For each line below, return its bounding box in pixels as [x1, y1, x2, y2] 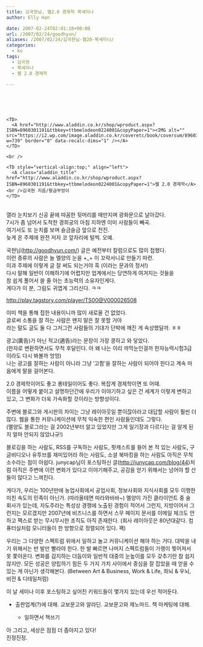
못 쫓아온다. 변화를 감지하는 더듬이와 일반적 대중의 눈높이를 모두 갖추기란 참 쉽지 [6, 553, 195, 560]
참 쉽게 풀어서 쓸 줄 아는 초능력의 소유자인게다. [6, 277, 116, 284]
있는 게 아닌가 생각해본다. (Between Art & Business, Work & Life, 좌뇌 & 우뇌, [6, 568, 192, 575]
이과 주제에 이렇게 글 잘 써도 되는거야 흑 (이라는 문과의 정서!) [6, 262, 149, 269]
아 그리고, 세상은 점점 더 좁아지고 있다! [6, 626, 97, 634]
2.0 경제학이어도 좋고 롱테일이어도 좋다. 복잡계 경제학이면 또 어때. [6, 380, 161, 388]
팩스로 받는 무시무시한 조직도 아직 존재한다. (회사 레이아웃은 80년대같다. [17, 517, 187, 524]
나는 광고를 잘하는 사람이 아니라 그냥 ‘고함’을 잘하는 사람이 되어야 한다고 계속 [6, 360, 186, 367]
